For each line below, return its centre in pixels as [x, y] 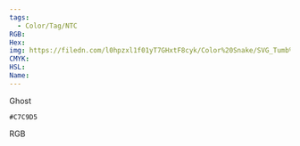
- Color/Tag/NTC [47, 26]
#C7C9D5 [24, 117]
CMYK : [19, 59]
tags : [19, 17]
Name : [19, 76]
